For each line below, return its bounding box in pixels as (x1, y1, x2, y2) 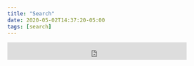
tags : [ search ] (7, 23, 52, 30)
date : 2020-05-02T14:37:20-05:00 (7, 17, 105, 24)
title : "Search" (7, 10, 55, 17)
